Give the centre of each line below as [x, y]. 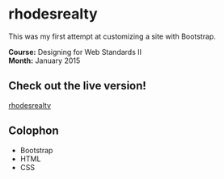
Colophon [34, 131]
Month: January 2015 [44, 60]
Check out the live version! [78, 86]
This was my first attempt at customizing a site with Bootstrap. [112, 36]
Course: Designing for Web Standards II [75, 52]
